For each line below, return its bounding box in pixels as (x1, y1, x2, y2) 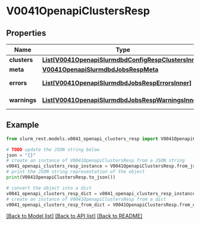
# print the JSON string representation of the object (6, 169, 145, 175)
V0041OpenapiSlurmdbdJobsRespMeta (42, 66, 159, 73)
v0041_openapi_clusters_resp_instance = (6, 163, 108, 169)
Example (6, 120, 39, 130)
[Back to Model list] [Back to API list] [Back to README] (6, 212, 143, 220)
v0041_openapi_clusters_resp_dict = (6, 190, 97, 196)
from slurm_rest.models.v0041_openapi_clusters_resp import (6, 135, 159, 141)
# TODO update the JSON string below (6, 146, 100, 153)
